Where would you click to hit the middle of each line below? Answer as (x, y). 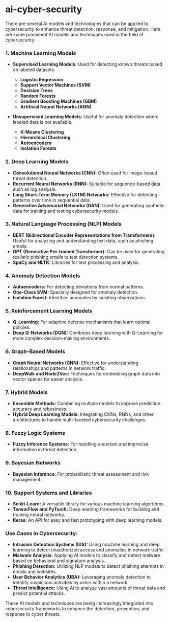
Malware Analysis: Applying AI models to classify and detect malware (87, 556)
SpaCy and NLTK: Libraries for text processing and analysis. (76, 262)
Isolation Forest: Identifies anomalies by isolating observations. (79, 298)
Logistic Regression (42, 80)
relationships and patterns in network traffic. (59, 368)
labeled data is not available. (42, 122)
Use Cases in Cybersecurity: (41, 533)
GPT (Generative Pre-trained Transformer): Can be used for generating (89, 251)
